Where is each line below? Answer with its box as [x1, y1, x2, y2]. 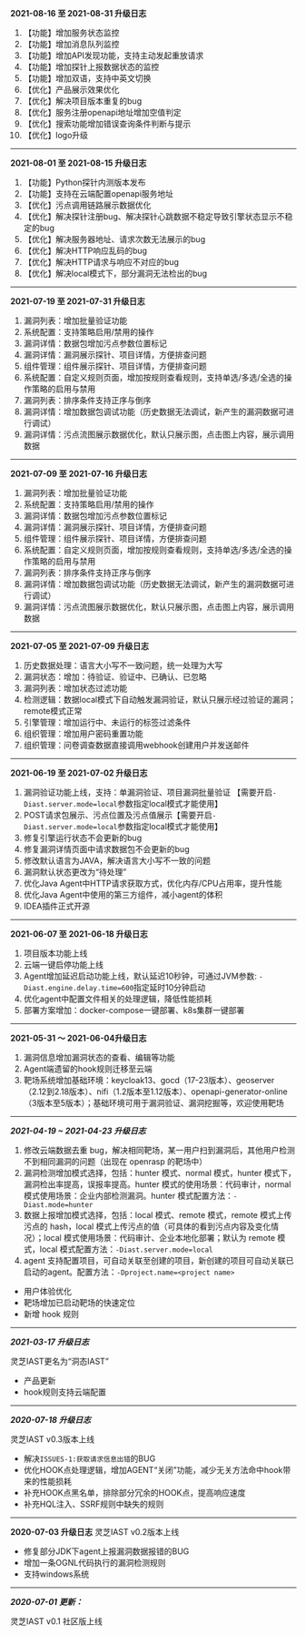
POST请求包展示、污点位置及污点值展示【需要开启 [23, 809, 212, 820]
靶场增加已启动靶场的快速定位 [23, 1297, 135, 1308]
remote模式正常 [23, 706, 83, 716]
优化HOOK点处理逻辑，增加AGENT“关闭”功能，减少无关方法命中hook [23, 1465, 283, 1475]
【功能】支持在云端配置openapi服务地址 [23, 188, 174, 198]
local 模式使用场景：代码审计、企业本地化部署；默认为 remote [43, 1233, 276, 1243]
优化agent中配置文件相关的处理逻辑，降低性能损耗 [23, 993, 212, 1004]
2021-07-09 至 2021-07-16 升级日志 [10, 468, 148, 479]
